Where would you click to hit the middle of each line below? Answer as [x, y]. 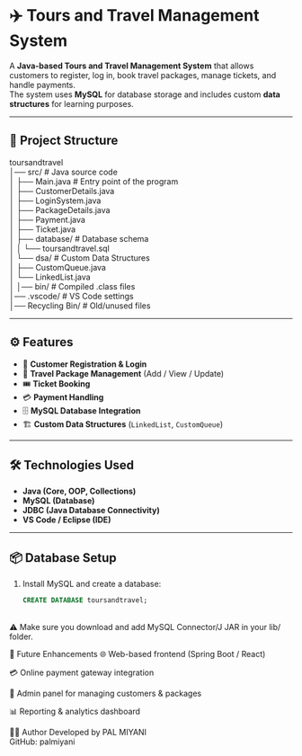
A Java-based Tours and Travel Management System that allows [132, 66]
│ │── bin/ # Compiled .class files [72, 286]
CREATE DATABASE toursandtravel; [85, 600]
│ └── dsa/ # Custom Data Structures [80, 258]
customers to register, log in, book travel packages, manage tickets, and [143, 75]
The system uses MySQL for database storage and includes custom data [145, 94]
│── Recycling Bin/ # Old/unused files [80, 306]
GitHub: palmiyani [42, 742]
